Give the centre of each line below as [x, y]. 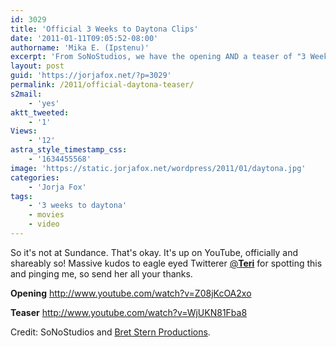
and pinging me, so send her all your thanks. [101, 273]
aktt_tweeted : [40, 112]
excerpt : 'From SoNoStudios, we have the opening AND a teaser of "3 [158, 57]
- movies [46, 215]
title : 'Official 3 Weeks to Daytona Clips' [104, 29]
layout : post [37, 66]
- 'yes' [44, 103]
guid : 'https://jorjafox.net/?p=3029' [91, 76]
